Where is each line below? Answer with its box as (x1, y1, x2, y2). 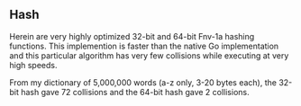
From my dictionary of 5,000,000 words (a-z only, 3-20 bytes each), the (9, 76, 278, 88)
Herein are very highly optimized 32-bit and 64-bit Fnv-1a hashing (9, 31, 255, 41)
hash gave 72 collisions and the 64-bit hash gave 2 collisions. (21, 86, 250, 97)
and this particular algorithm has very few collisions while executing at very (9, 49, 289, 61)
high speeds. (9, 59, 58, 70)
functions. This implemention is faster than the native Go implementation (9, 40, 279, 51)
